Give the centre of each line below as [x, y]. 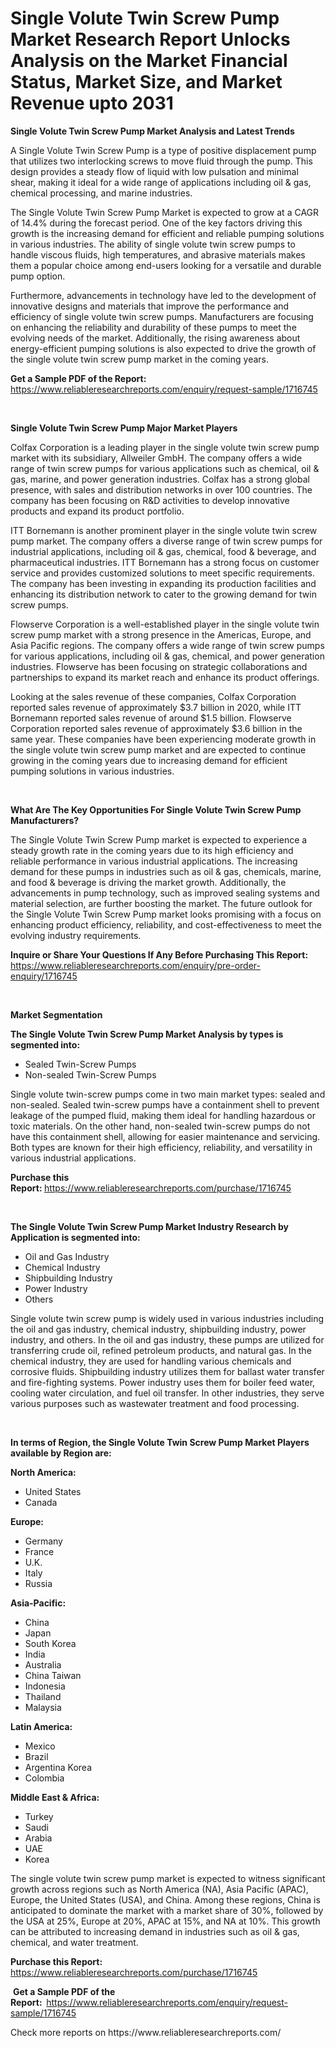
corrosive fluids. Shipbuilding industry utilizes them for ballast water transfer [167, 1371]
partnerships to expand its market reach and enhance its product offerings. [165, 677]
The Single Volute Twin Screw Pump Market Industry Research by [149, 1226]
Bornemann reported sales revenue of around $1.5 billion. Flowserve [151, 718]
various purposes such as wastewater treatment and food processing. [155, 1403]
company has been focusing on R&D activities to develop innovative [150, 500]
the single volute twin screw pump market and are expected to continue [158, 749]
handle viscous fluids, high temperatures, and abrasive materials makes [158, 254]
